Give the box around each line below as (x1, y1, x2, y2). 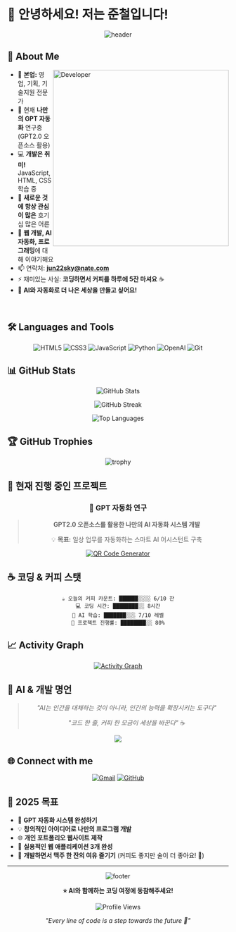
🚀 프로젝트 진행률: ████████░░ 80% (71, 619, 165, 626)
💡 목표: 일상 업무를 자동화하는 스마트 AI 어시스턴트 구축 (51, 535, 202, 544)
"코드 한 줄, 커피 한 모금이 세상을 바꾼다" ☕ (67, 718, 186, 727)
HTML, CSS (17, 176, 51, 184)
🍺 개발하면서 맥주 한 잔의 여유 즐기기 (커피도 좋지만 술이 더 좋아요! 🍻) (17, 851, 205, 859)
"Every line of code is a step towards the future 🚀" (45, 916, 191, 924)
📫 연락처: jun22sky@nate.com (17, 264, 110, 272)
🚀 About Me (7, 51, 60, 63)
